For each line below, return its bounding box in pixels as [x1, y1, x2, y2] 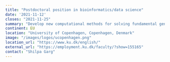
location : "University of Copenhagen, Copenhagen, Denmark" [5, 30, 135, 35]
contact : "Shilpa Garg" [5, 49, 56, 54]
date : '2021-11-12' [5, 12, 47, 17]
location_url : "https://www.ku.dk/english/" [5, 40, 101, 45]
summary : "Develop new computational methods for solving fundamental [5, 21, 157, 26]
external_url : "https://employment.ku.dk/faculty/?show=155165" [5, 44, 144, 49]
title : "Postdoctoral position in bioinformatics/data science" [5, 7, 144, 12]
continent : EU [5, 26, 35, 31]
